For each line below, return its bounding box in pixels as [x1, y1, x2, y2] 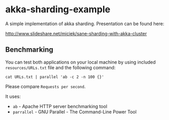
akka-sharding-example [5, 4, 111, 15]
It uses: [5, 93, 21, 99]
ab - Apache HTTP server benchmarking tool [12, 103, 108, 109]
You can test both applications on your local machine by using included [5, 59, 156, 65]
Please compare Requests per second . [5, 83, 86, 89]
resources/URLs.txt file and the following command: [5, 64, 116, 70]
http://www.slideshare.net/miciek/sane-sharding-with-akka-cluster [5, 30, 147, 36]
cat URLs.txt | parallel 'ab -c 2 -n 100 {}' [5, 74, 104, 79]
